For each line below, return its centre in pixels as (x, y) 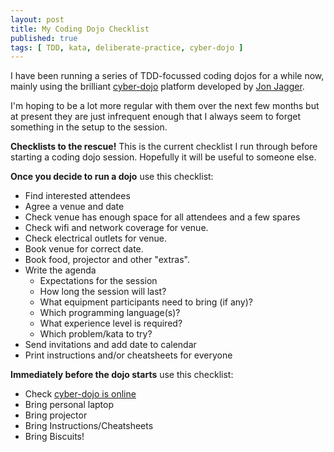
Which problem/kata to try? (96, 334)
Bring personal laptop (69, 405)
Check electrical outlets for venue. (95, 238)
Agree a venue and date (74, 207)
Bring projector (56, 415)
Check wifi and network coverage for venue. (116, 228)
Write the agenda (60, 270)
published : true (44, 38)
